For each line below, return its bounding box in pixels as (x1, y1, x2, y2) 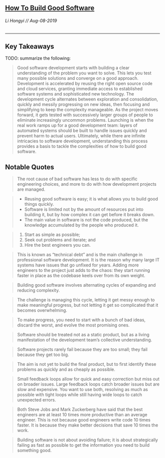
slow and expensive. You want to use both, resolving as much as (17, 387, 148, 393)
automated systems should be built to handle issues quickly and (17, 128, 147, 133)
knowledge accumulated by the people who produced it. (24, 222, 139, 228)
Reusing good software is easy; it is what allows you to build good (24, 196, 158, 202)
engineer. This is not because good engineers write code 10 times (17, 417, 151, 423)
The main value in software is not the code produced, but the (24, 217, 148, 223)
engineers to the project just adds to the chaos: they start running (17, 267, 150, 273)
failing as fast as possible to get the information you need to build (17, 442, 150, 448)
